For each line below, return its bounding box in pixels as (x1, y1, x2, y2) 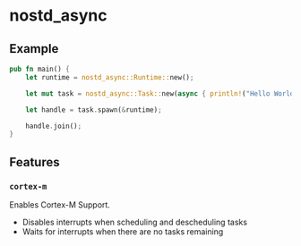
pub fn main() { (9, 64, 70, 73)
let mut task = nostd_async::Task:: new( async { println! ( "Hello (25, 89, 271, 98)
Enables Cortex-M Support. (9, 199, 110, 210)
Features (9, 154, 60, 170)
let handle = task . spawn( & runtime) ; (25, 105, 163, 115)
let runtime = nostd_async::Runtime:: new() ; (25, 72, 194, 81)
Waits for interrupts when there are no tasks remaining (21, 225, 224, 237)
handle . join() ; (25, 122, 82, 131)
